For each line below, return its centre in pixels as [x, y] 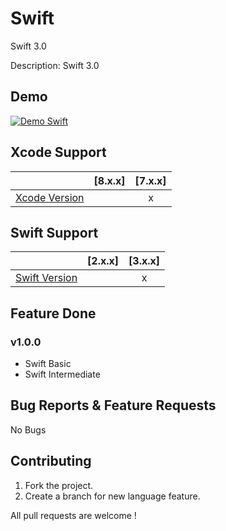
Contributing [51, 461]
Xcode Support [58, 152]
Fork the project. [59, 485]
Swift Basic [48, 364]
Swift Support [54, 232]
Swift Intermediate [62, 374]
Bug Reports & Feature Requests [113, 405]
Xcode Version [50, 197]
